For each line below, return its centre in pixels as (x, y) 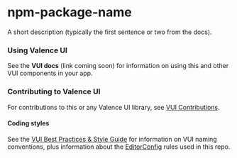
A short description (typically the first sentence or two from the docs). (110, 32)
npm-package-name (70, 12)
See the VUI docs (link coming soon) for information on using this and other (118, 66)
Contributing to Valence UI (54, 91)
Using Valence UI (37, 50)
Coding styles (28, 123)
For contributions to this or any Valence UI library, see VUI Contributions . (114, 107)
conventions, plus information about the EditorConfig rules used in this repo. (119, 147)
